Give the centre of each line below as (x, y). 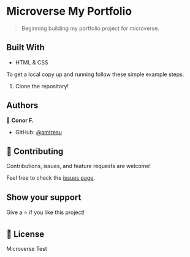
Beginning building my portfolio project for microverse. (90, 28)
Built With (25, 48)
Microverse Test (27, 249)
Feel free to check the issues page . (51, 178)
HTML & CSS (32, 62)
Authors (22, 105)
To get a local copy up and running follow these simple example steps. (95, 74)
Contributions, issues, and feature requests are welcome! (79, 166)
